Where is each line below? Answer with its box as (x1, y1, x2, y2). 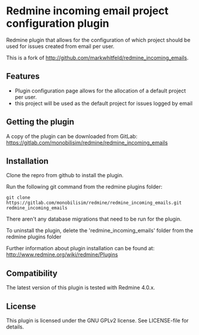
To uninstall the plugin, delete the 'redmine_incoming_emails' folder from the (6, 227, 194, 234)
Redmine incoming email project (6, 4, 169, 18)
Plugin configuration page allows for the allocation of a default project (14, 87, 186, 94)
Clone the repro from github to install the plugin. (6, 172, 124, 179)
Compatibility (6, 268, 58, 278)
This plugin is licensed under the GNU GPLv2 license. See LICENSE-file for (6, 317, 189, 324)
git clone (6, 194, 31, 201)
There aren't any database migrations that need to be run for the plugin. (6, 215, 182, 223)
